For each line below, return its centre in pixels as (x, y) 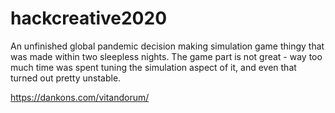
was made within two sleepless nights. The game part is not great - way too (166, 56)
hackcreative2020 (89, 18)
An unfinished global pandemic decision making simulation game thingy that (167, 46)
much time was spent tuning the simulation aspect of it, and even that (153, 67)
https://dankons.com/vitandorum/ (80, 97)
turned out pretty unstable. (66, 78)
